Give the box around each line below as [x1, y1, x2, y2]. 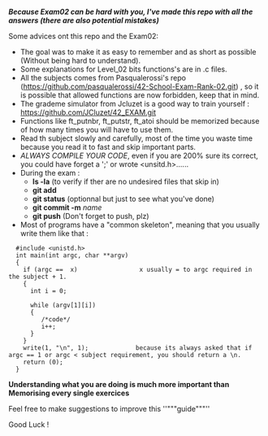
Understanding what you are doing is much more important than [8, 380, 230, 389]
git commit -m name [32, 203, 102, 212]
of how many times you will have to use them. [19, 125, 174, 134]
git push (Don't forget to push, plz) [32, 211, 149, 220]
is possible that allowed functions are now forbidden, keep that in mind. [19, 90, 260, 100]
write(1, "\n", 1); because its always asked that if [23, 344, 253, 352]
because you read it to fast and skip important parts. [19, 142, 197, 151]
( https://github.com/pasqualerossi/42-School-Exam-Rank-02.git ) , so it [19, 81, 259, 91]
